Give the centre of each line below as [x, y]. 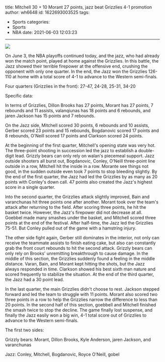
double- [146, 150]
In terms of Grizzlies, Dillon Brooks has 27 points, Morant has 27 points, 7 [79, 105]
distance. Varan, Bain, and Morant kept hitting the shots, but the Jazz [75, 264]
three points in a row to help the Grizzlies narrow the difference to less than [81, 299]
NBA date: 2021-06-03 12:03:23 [45, 32]
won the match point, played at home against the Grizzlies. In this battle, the [82, 61]
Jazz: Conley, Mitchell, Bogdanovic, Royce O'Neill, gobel [62, 354]
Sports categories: [31, 22]
